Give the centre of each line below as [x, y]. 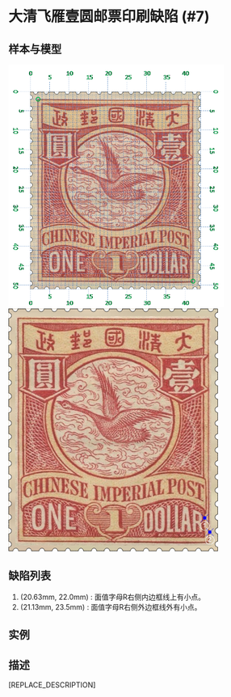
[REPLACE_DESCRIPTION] [52, 685]
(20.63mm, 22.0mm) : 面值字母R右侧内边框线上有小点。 [113, 597]
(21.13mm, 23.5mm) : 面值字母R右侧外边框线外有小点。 [111, 606]
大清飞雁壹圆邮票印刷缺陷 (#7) [109, 17]
